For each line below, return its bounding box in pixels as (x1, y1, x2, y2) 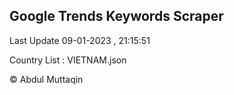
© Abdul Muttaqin (9, 73, 84, 85)
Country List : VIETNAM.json (9, 54, 127, 66)
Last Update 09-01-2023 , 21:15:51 (9, 34, 151, 46)
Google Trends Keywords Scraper (9, 8, 224, 25)
